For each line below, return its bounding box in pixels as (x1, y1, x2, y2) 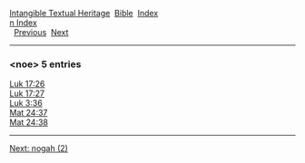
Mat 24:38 (9, 117, 48, 128)
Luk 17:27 (9, 88, 45, 99)
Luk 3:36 (9, 98, 43, 109)
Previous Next (13, 27, 69, 37)
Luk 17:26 (9, 79, 45, 90)
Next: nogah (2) (9, 143, 68, 154)
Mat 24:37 (9, 108, 48, 119)
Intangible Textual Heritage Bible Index (9, 8, 159, 18)
